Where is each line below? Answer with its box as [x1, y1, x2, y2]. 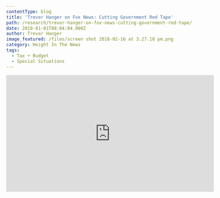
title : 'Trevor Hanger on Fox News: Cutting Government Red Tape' [6, 14, 174, 20]
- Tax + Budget [11, 53, 49, 59]
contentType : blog [6, 8, 52, 15]
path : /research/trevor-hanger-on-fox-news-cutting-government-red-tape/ [6, 20, 193, 25]
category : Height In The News [6, 42, 81, 48]
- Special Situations [11, 58, 65, 64]
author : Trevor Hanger [6, 31, 62, 37]
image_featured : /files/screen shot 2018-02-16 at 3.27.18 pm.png [6, 36, 174, 42]
